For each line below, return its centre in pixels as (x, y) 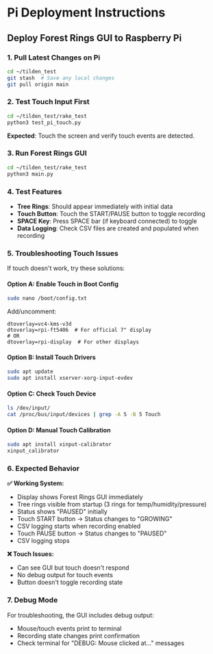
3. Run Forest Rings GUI (47, 154)
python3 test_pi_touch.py (44, 122)
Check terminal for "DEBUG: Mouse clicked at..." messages (101, 643)
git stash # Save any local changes (61, 78)
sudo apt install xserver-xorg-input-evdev (70, 378)
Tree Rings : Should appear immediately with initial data (95, 206)
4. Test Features (35, 191)
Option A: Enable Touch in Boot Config (63, 284)
